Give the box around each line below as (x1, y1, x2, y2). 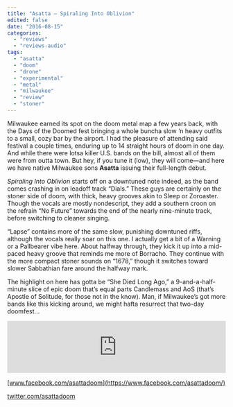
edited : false (7, 17, 49, 24)
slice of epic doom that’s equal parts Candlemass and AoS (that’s (28, 285, 214, 293)
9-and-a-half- (175, 277, 216, 286)
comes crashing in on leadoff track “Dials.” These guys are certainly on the (7, 184, 222, 193)
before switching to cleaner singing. (7, 214, 110, 222)
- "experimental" (13, 74, 64, 82)
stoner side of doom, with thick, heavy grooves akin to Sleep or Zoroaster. (7, 191, 218, 200)
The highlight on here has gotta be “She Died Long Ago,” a (7, 277, 175, 286)
